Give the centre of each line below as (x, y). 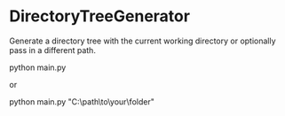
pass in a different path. (52, 50)
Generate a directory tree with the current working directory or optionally (143, 41)
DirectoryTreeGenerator (100, 16)
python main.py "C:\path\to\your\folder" (82, 101)
